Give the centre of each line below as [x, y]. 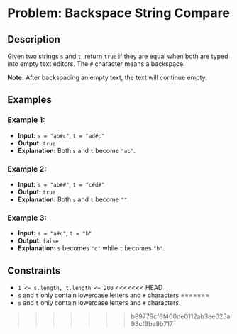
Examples [29, 100]
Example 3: [27, 218]
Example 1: [26, 120]
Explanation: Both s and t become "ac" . [77, 150]
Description [34, 39]
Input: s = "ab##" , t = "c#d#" [61, 184]
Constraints [34, 271]
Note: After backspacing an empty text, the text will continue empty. [107, 77]
